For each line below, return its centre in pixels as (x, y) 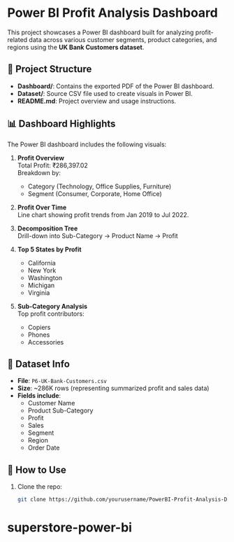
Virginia (39, 293)
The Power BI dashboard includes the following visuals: (87, 144)
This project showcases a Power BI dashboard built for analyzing (101, 32)
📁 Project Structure (50, 69)
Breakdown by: (39, 172)
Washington (45, 277)
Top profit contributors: (51, 314)
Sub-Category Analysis (52, 306)
